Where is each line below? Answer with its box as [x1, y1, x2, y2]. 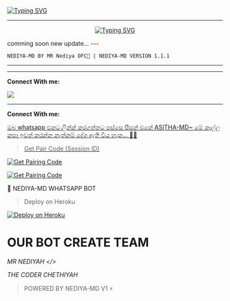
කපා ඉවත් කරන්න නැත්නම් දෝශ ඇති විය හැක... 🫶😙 [7, 131, 138, 139]
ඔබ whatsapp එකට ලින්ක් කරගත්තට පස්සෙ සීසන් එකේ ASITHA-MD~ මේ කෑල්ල [7, 123, 220, 131]
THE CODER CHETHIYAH [7, 270, 78, 278]
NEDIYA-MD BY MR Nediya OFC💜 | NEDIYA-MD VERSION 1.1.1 [7, 53, 170, 60]
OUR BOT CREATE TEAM [7, 235, 149, 250]
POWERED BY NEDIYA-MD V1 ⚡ [23, 284, 114, 292]
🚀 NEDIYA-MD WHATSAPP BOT [7, 185, 97, 192]
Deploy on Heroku [23, 198, 75, 205]
